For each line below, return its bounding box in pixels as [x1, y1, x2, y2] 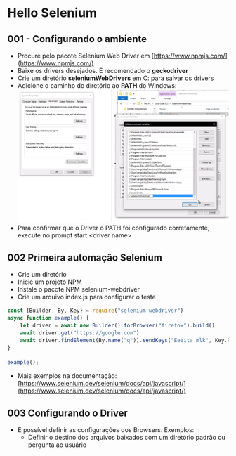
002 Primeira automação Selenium [7, 252, 163, 263]
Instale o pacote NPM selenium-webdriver [17, 285, 140, 294]
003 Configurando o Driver [7, 407, 129, 419]
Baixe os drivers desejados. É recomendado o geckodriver [17, 67, 188, 74]
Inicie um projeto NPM [17, 278, 82, 286]
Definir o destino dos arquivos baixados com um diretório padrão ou [27, 433, 226, 441]
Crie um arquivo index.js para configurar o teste [17, 293, 156, 301]
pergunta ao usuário [27, 441, 87, 449]
